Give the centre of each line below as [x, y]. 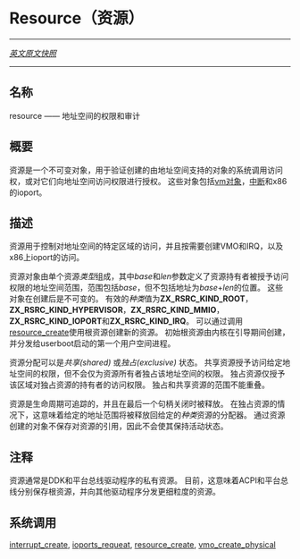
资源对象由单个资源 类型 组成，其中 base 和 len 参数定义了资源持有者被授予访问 [149, 276]
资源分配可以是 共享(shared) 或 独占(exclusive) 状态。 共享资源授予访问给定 [146, 362]
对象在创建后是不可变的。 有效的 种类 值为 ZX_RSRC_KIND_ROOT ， [131, 299]
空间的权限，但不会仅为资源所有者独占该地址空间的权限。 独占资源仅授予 [151, 374]
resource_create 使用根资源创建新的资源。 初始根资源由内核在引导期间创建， [150, 333]
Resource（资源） [77, 18]
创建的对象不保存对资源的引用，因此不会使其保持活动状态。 [119, 427]
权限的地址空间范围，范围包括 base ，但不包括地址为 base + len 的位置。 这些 [146, 288]
